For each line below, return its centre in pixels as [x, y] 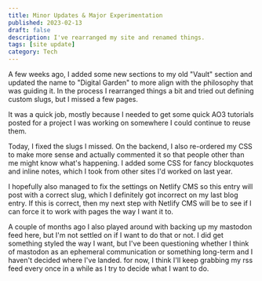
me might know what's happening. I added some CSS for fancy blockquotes [131, 163]
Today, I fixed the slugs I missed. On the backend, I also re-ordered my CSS [130, 146]
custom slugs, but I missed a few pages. [73, 99]
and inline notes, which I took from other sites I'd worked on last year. [120, 171]
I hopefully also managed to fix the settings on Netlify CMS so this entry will [131, 186]
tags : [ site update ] [42, 45]
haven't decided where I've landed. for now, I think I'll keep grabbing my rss [131, 260]
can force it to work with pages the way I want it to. [91, 212]
